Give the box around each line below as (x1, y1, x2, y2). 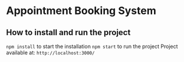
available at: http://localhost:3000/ (6, 49, 95, 56)
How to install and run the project (6, 27, 131, 37)
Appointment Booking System (6, 4, 156, 18)
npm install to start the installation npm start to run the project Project (6, 43, 178, 50)
